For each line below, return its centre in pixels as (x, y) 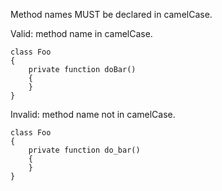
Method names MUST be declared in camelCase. (111, 14)
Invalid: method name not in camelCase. (93, 114)
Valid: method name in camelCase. (81, 33)
